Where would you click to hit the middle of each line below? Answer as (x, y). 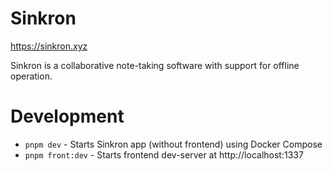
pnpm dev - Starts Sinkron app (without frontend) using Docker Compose (173, 144)
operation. (31, 76)
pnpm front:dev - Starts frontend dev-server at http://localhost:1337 (164, 154)
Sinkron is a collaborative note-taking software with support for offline (155, 65)
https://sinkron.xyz (49, 46)
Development (67, 116)
